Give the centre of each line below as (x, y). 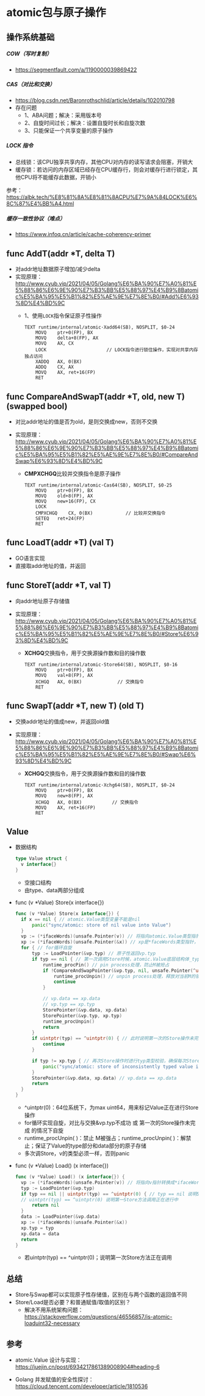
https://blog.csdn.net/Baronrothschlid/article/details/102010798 (95, 100)
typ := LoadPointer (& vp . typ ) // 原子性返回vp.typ (94, 954)
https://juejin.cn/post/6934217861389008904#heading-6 (87, 1367)
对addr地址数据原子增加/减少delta (58, 269)
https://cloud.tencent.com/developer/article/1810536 (81, 1386)
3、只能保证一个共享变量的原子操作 (69, 130)
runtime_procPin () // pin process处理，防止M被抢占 (106, 965)
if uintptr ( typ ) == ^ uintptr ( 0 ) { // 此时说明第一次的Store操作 (110, 1039)
